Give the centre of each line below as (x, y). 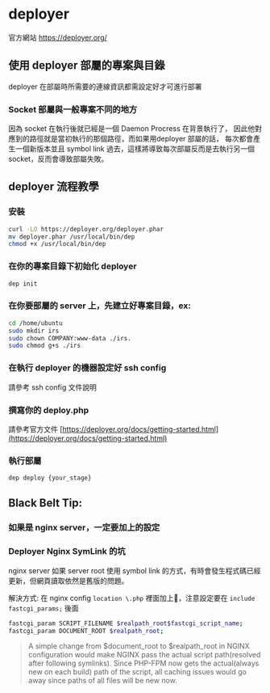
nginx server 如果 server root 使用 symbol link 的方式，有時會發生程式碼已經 (135, 570)
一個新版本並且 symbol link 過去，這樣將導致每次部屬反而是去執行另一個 (135, 149)
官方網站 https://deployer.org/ (58, 37)
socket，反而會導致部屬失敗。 (58, 159)
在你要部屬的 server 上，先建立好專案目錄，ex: (100, 306)
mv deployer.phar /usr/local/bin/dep (72, 237)
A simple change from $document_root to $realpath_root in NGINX (139, 646)
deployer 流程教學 (54, 187)
